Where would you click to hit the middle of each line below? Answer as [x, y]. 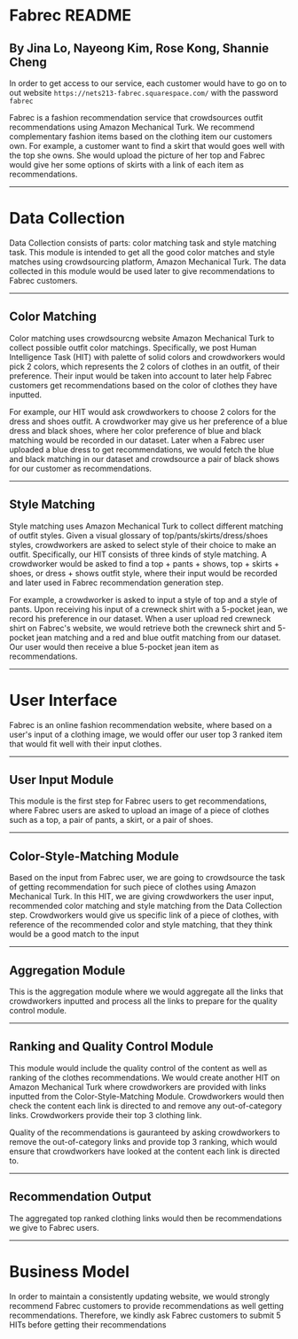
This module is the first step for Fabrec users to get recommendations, [138, 801]
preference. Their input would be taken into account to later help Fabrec [141, 376]
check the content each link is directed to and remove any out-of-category [145, 1106]
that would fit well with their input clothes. [86, 744]
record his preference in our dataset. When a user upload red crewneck [140, 618]
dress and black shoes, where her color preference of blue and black [135, 430]
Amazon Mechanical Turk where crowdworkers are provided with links [138, 1086]
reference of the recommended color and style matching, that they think [141, 925]
